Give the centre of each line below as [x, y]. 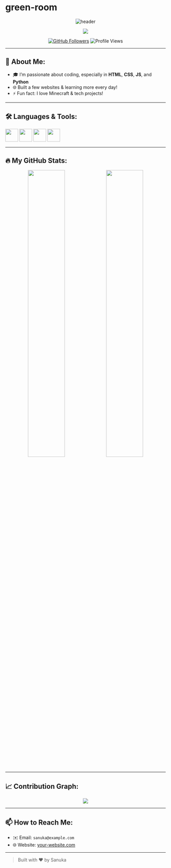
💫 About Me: [25, 62]
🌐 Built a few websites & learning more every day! [65, 87]
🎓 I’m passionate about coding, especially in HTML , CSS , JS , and [82, 74]
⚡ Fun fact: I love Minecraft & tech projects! [58, 93]
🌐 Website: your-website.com [44, 845]
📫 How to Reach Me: [39, 822]
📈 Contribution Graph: [42, 786]
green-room [31, 7]
